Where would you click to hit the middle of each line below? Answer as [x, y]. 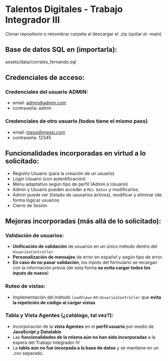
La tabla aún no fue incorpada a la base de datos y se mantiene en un [86, 347]
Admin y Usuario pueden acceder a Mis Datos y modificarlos [75, 189]
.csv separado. [28, 353]
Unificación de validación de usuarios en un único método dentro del [85, 246]
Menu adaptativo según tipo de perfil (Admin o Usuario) [70, 184]
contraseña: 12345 [32, 137]
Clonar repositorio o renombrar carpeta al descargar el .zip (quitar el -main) [83, 34]
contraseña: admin [32, 108]
